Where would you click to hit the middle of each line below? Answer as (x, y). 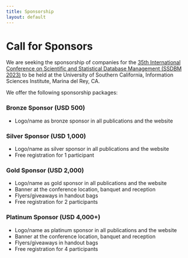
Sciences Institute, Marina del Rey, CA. (53, 81)
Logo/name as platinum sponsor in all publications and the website (96, 230)
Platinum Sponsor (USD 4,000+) (53, 217)
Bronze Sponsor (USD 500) (46, 108)
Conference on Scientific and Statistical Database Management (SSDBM (94, 69)
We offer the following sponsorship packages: (62, 92)
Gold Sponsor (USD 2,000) (45, 170)
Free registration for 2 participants (56, 202)
